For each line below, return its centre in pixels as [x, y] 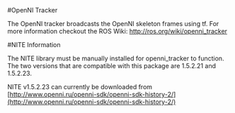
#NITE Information [34, 45]
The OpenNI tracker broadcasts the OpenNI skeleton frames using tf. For [113, 24]
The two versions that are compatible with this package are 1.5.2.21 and [111, 66]
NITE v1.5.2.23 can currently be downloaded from [80, 87]
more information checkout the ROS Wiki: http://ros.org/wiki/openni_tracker [117, 31]
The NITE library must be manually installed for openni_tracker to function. [116, 58]
